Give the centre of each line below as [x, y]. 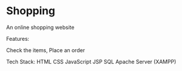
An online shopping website [40, 27]
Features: [18, 38]
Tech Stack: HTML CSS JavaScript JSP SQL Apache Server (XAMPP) [91, 62]
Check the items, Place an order [46, 50]
